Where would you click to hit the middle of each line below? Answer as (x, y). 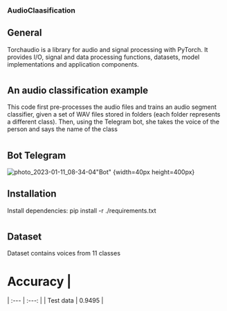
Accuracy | (39, 281)
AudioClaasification (42, 10)
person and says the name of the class (62, 129)
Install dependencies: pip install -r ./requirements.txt (82, 210)
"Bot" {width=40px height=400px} (145, 171)
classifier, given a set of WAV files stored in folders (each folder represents (114, 115)
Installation (32, 194)
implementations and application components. (73, 64)
